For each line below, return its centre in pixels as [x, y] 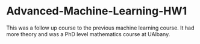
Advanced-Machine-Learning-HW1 [97, 11]
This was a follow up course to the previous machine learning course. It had [100, 28]
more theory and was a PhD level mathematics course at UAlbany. [88, 34]
